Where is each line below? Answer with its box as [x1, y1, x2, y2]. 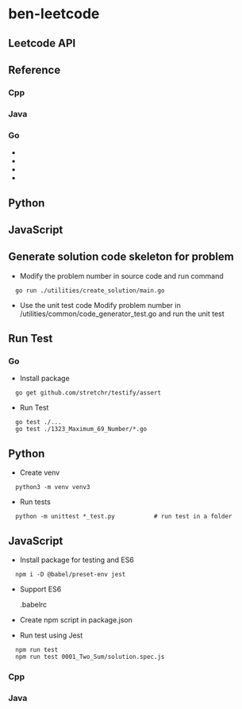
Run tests [19, 497, 52, 507]
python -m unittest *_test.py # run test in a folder [15, 513, 232, 521]
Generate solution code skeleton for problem [8, 250, 234, 264]
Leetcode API [8, 37, 76, 50]
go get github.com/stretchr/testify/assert [15, 389, 161, 397]
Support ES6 [19, 584, 62, 594]
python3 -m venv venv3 [15, 484, 90, 491]
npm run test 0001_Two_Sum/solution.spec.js [15, 653, 165, 661]
